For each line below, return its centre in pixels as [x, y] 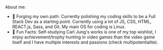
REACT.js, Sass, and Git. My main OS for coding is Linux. [69, 27]
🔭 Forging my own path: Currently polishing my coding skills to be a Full [84, 16]
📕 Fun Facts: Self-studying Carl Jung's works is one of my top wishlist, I [84, 32]
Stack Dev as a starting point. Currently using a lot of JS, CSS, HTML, [82, 22]
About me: [15, 7]
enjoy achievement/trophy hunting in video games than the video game [83, 37]
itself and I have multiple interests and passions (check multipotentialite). [85, 42]
